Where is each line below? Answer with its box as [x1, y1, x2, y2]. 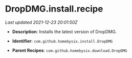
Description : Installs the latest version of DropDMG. [12, 29, 117, 34]
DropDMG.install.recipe [5, 3, 104, 14]
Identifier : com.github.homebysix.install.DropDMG [12, 38, 113, 44]
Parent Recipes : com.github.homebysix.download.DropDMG [12, 47, 127, 53]
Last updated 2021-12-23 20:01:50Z [5, 19, 78, 25]
